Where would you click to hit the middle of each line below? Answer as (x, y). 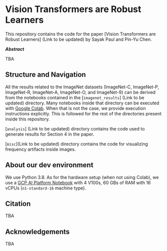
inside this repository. (28, 119)
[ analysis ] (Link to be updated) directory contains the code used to (75, 129)
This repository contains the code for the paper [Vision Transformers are (80, 34)
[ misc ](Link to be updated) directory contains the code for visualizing (77, 144)
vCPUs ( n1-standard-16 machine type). (46, 188)
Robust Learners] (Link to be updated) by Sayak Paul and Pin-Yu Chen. (79, 39)
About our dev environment (49, 165)
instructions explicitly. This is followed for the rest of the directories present (83, 113)
